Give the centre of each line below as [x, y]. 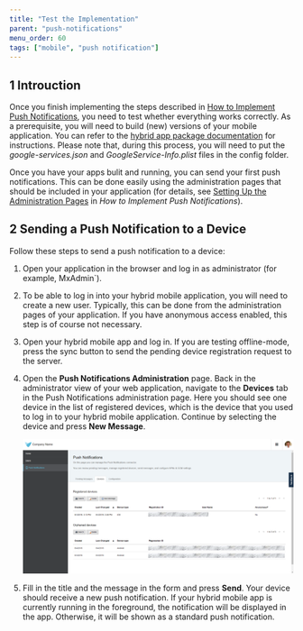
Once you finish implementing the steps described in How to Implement [142, 107]
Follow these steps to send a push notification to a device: [117, 251]
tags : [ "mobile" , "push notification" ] [84, 48]
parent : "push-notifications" [66, 28]
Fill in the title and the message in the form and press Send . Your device [156, 588]
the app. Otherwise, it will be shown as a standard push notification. [148, 617]
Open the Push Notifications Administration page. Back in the [139, 378]
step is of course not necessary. [82, 324]
